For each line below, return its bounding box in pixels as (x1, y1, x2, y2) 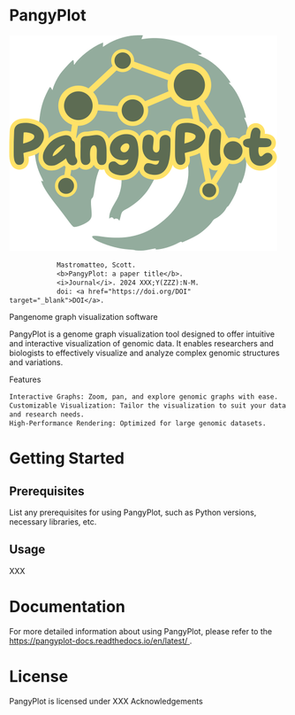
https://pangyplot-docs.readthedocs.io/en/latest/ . (9, 635, 193, 646)
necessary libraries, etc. (9, 516, 97, 527)
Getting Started (9, 448, 125, 469)
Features (9, 374, 42, 385)
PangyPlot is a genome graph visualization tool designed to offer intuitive (9, 329, 276, 339)
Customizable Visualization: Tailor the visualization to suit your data (9, 400, 287, 410)
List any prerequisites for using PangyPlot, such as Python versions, (9, 507, 257, 517)
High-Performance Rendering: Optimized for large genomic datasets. (9, 418, 267, 428)
